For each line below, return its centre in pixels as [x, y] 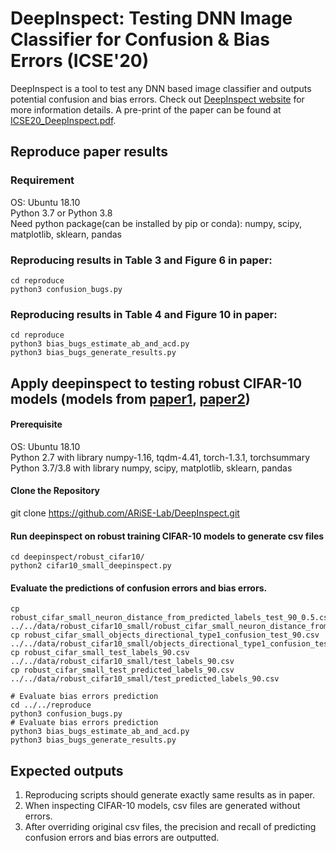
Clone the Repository [55, 491]
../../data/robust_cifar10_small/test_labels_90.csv [122, 662]
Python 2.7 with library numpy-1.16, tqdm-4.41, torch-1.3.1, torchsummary [160, 457]
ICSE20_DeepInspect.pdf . [63, 120]
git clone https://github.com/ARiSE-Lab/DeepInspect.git [125, 513]
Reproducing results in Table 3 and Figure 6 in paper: [141, 260]
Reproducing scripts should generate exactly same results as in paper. [169, 795]
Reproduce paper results [89, 152]
